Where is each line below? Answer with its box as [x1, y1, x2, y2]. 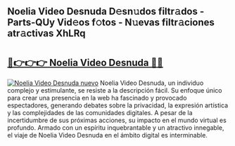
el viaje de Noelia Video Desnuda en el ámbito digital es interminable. [7, 131, 208, 139]
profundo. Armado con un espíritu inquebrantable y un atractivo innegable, [7, 124, 224, 132]
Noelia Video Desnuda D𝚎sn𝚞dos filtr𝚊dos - [7, 6, 205, 18]
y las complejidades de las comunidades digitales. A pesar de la [7, 109, 193, 117]
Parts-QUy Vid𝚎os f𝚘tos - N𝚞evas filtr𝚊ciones [7, 17, 215, 29]
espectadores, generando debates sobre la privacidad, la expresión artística [7, 101, 229, 109]
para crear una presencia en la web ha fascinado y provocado [7, 94, 187, 102]
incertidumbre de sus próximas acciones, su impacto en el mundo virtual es [7, 116, 227, 124]
